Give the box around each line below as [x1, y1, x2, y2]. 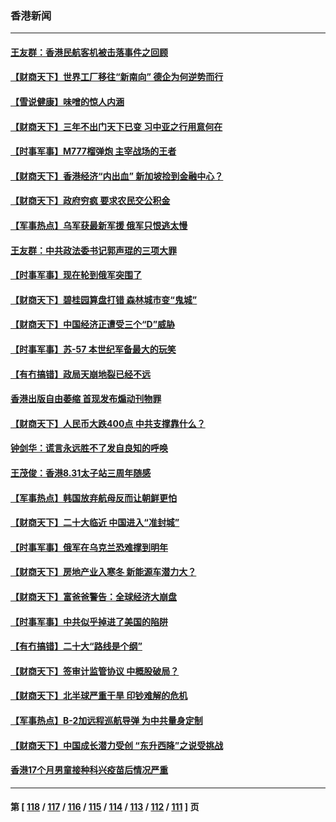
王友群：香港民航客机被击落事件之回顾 [10, 46, 168, 58]
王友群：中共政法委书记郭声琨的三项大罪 [10, 244, 177, 256]
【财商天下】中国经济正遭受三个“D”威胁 [10, 318, 176, 331]
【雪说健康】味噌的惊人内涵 [10, 96, 125, 108]
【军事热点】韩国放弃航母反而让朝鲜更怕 [10, 492, 177, 504]
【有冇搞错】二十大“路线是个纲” [10, 640, 143, 652]
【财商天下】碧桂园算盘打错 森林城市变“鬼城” [10, 293, 198, 306]
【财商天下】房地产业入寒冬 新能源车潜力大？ [10, 566, 197, 578]
